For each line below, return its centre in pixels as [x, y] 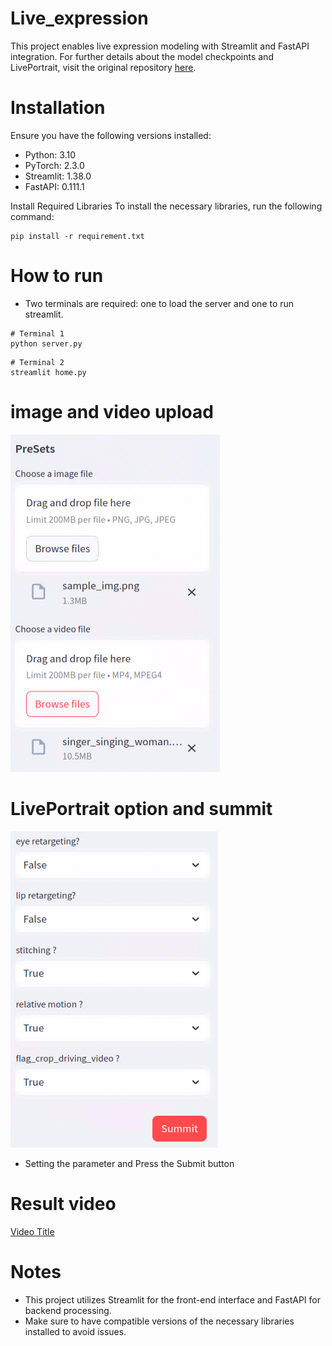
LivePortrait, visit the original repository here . [103, 67]
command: [32, 216]
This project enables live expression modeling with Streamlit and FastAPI [160, 46]
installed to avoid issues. [75, 1331]
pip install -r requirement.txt [77, 236]
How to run [57, 276]
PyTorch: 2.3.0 [54, 165]
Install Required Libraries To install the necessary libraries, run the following [166, 206]
